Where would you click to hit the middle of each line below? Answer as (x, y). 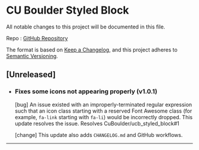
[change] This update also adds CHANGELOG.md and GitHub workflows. (99, 135)
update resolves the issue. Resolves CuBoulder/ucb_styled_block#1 (97, 123)
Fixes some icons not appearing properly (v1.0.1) (86, 91)
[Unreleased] (31, 75)
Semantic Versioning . (32, 56)
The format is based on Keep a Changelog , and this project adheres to (92, 50)
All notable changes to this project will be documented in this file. (86, 27)
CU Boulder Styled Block (68, 10)
